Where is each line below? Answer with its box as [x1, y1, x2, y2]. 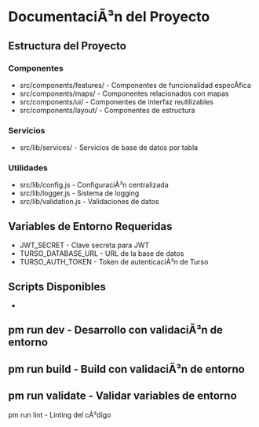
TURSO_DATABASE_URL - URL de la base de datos [19, 249, 184, 258]
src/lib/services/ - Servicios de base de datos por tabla [19, 143, 199, 152]
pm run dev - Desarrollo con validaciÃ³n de [8, 323, 224, 337]
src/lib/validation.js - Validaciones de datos [19, 197, 159, 206]
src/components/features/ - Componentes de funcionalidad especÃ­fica [19, 80, 251, 89]
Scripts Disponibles [8, 279, 106, 294]
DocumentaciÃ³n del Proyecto [8, 8, 210, 26]
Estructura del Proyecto [8, 39, 127, 53]
